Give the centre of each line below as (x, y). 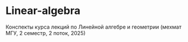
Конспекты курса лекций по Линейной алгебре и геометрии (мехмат (94, 27)
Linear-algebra (43, 11)
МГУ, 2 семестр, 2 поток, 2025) (46, 33)
